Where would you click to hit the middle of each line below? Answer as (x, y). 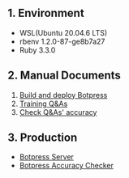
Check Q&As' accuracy (58, 112)
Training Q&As (43, 104)
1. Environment (46, 13)
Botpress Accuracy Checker (67, 166)
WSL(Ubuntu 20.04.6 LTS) (63, 32)
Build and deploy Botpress (63, 95)
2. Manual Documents (64, 76)
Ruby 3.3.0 (37, 50)
